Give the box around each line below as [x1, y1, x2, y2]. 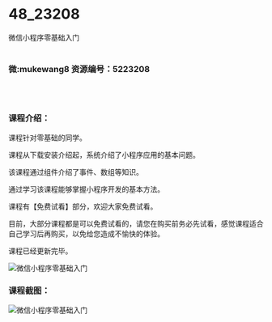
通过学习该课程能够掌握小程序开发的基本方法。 [8, 184, 164, 194]
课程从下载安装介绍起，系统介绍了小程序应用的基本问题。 [8, 150, 200, 159]
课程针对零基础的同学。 [8, 133, 87, 142]
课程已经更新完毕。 [8, 246, 73, 256]
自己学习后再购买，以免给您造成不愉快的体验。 [8, 228, 164, 239]
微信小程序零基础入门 [8, 32, 79, 42]
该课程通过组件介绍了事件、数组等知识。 [8, 167, 143, 176]
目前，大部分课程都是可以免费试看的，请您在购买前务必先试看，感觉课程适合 [8, 218, 264, 228]
